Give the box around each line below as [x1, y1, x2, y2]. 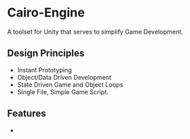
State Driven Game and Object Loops [17, 81, 124, 89]
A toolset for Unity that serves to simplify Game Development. [7, 28, 184, 36]
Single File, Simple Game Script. [17, 87, 109, 96]
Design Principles [7, 47, 85, 59]
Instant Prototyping [17, 65, 73, 74]
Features [7, 108, 46, 120]
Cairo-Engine [7, 5, 85, 21]
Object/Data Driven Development [17, 73, 112, 81]
